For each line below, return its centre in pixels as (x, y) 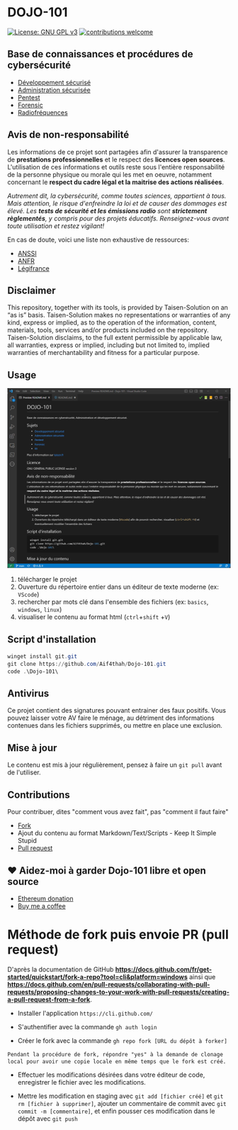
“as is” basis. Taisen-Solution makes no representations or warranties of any (119, 315)
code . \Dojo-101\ (33, 671)
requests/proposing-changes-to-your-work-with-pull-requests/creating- (119, 992)
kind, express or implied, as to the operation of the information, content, (112, 322)
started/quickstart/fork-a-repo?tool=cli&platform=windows (97, 977)
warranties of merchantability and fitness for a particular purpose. (103, 353)
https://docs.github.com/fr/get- (164, 969)
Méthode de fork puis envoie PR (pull (118, 935)
